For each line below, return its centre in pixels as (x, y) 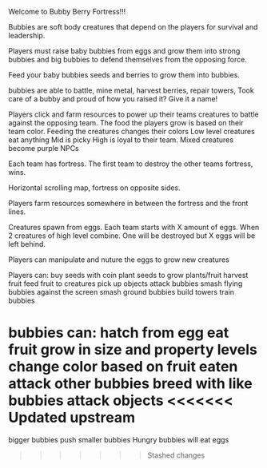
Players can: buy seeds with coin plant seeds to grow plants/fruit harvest (128, 275)
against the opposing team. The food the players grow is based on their (126, 123)
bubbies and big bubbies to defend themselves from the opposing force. (128, 59)
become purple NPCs (44, 148)
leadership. (27, 36)
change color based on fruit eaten (123, 367)
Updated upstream (72, 418)
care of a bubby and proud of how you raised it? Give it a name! (113, 99)
